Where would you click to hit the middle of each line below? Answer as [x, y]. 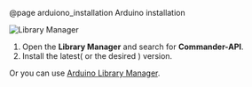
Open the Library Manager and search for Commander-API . [133, 47]
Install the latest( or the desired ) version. [97, 56]
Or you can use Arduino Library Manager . [85, 73]
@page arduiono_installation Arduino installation [97, 13]
